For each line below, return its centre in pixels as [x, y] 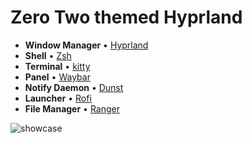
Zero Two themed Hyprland [126, 17]
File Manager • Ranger [72, 108]
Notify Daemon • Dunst [74, 87]
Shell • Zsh [48, 55]
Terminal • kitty [57, 66]
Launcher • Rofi [58, 98]
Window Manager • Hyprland [86, 45]
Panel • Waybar [57, 77]
